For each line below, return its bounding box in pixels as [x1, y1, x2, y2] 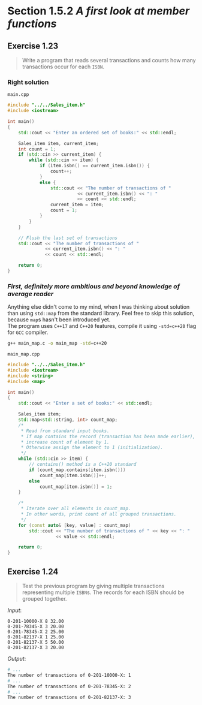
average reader [7, 290, 54, 298]
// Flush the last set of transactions [18, 235, 118, 241]
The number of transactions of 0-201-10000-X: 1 [7, 672, 131, 678]
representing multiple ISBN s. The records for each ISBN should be [22, 589, 185, 596]
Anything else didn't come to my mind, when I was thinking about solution [7, 303, 190, 311]
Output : [7, 655, 26, 662]
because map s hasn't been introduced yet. [7, 316, 111, 323]
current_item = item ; [50, 202, 104, 208]
